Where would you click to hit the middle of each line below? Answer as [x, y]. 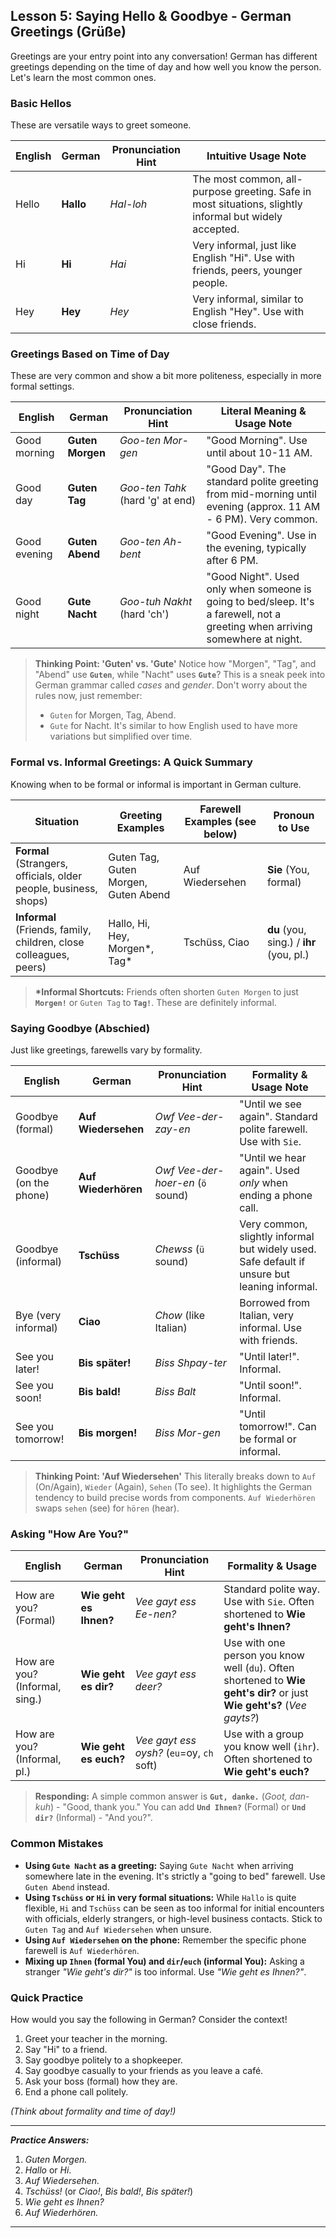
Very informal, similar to [248, 299]
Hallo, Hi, [129, 923]
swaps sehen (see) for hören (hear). [107, 1508]
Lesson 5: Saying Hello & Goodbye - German [151, 16]
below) [220, 834]
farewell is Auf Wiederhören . [82, 1950]
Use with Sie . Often [269, 1602]
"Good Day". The [246, 469]
